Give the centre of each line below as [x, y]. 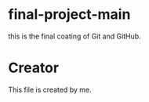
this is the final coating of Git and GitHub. [74, 36]
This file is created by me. [50, 89]
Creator [34, 68]
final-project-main [69, 15]
